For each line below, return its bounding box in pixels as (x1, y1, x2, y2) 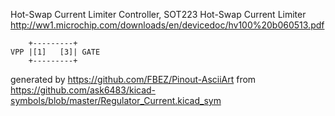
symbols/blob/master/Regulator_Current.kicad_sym (10, 95, 222, 106)
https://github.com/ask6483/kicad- (10, 84, 157, 96)
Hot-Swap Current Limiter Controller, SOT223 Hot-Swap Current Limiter (10, 9, 307, 20)
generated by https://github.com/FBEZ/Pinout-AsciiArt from (10, 74, 257, 85)
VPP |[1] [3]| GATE (10, 47, 101, 57)
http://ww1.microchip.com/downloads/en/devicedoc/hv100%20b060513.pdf (10, 19, 325, 31)
